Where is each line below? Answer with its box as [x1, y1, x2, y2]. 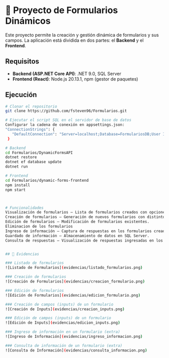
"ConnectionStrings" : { [5, 127, 55, 132]
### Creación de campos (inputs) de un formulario [5, 302, 114, 307]
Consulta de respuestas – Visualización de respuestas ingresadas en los [5, 238, 163, 243]
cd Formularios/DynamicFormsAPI [5, 150, 73, 155]
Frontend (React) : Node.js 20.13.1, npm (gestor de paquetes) [12, 76, 138, 82]
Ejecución [5, 91, 37, 99]
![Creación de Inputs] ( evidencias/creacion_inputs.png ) [5, 307, 125, 312]
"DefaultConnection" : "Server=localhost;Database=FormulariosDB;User [12, 131, 161, 136]
